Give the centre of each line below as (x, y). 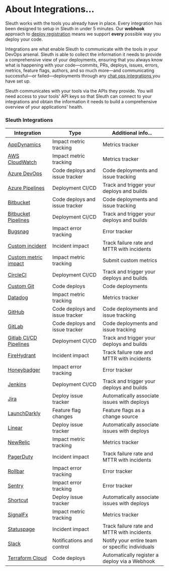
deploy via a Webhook (129, 561)
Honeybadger (24, 370)
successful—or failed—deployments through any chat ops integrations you (83, 76)
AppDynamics (24, 145)
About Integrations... (50, 9)
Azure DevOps (25, 174)
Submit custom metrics (130, 260)
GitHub (16, 312)
